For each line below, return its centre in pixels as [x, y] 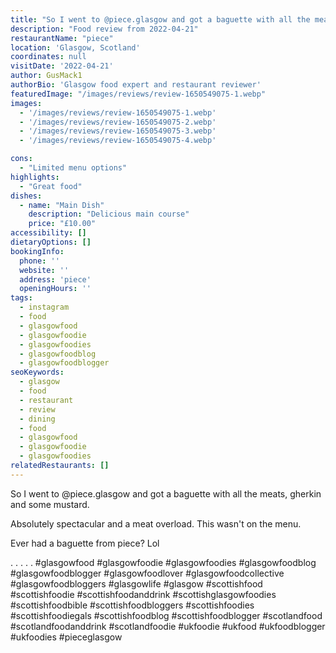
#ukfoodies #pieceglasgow [66, 637]
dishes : [26, 196]
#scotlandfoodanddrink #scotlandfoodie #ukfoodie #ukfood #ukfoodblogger [168, 626]
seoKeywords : [37, 372]
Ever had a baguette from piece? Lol [85, 543]
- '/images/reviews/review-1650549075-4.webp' [118, 141]
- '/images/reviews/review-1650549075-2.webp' [118, 122]
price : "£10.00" [62, 224]
